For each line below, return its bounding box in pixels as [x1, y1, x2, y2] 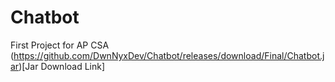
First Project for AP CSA [10, 39, 110, 51]
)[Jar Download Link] [18, 60, 106, 72]
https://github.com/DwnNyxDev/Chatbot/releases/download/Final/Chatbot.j [13, 49, 325, 61]
